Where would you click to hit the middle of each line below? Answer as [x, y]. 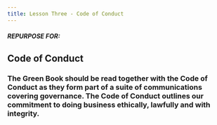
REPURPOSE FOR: [34, 37]
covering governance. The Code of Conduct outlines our [105, 96]
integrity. [24, 113]
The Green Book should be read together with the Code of [108, 78]
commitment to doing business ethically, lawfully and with [109, 105]
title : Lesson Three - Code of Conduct [66, 14]
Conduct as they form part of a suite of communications [105, 87]
